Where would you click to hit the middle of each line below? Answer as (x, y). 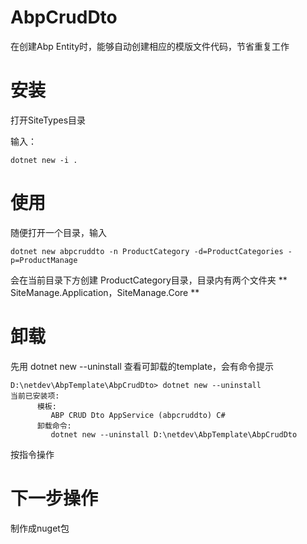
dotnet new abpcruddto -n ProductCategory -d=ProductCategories (147, 251)
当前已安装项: (35, 396)
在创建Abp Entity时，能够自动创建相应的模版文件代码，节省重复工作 (150, 46)
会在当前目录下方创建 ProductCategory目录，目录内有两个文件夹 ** (149, 280)
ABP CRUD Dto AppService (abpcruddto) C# (138, 415)
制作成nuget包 (40, 528)
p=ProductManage (44, 260)
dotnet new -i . (44, 160)
